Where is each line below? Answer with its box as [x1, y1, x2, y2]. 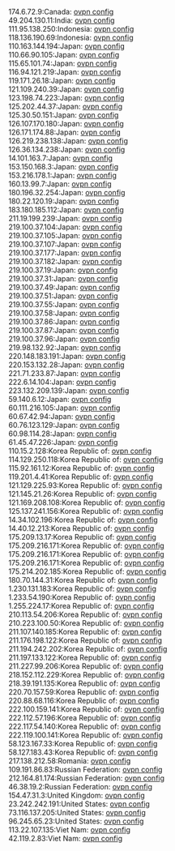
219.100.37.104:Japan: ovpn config [8, 222, 123, 232]
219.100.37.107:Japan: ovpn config [8, 239, 122, 249]
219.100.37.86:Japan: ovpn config [8, 317, 120, 327]
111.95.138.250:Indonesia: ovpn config [8, 24, 134, 33]
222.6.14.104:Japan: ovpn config [8, 377, 117, 387]
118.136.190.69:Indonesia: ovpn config [8, 32, 134, 42]
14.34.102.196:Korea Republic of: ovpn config [8, 515, 158, 524]
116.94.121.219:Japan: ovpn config [8, 67, 122, 76]
